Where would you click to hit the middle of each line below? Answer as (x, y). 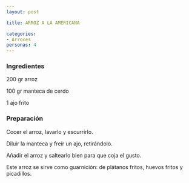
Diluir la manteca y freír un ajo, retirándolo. (60, 144)
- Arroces (19, 39)
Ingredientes (25, 66)
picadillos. (19, 173)
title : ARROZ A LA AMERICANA (43, 23)
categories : (21, 34)
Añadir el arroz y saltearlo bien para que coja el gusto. (74, 155)
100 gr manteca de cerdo (38, 91)
